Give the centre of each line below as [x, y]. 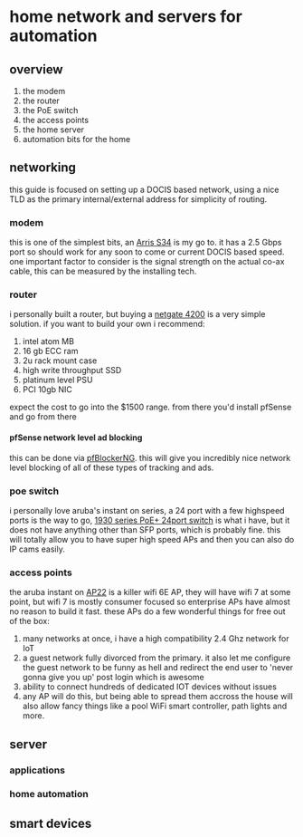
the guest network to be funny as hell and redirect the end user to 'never [158, 668]
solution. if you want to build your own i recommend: [107, 324]
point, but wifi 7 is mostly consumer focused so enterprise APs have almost [150, 602]
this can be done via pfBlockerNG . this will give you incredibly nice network [150, 457]
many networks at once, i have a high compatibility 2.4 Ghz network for [156, 639]
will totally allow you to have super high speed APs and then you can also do [152, 539]
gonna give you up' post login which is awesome [114, 678]
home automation [49, 794]
